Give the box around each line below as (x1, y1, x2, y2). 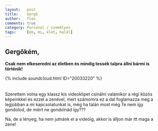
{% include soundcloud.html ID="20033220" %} (5, 75, 102, 81)
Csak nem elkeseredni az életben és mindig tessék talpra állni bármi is (5, 60, 150, 66)
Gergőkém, (5, 48, 40, 56)
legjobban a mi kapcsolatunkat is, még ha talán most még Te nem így (5, 101, 143, 107)
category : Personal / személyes (5, 25, 70, 30)
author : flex (5, 16, 36, 21)
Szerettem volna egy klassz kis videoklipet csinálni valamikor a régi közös (5, 91, 153, 97)
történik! (5, 66, 23, 72)
